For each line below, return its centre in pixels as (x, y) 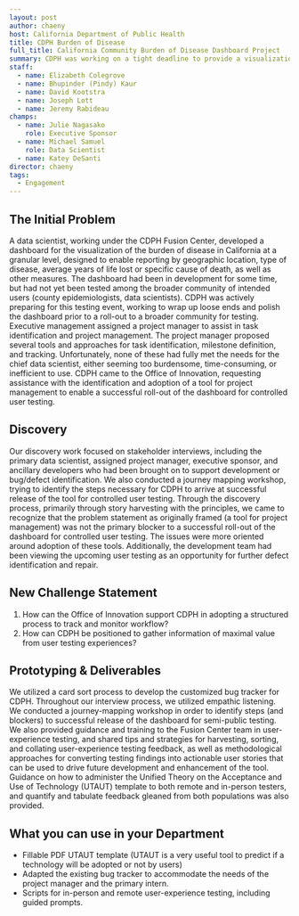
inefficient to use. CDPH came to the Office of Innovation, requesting (135, 373)
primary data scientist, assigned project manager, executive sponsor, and (144, 461)
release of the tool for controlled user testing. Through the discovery (135, 498)
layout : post (33, 17)
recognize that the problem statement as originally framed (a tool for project (149, 517)
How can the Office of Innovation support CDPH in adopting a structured (155, 614)
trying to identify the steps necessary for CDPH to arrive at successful (138, 489)
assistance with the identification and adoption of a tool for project (131, 382)
